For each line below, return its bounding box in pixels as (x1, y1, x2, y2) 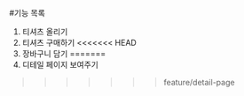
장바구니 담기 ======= (21, 48, 106, 59)
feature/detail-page (163, 78, 235, 87)
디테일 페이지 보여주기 (21, 60, 99, 70)
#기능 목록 (9, 8, 46, 18)
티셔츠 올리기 (21, 26, 68, 37)
